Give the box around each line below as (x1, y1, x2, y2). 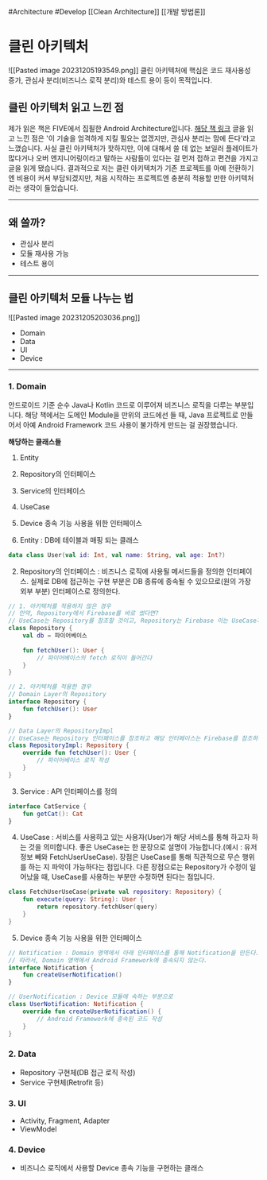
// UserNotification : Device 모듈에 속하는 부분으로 (8, 992, 173, 1001)
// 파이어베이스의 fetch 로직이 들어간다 (37, 654, 153, 662)
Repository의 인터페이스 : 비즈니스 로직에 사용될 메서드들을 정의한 (19, 567, 225, 576)
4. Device (8, 1143, 46, 1155)
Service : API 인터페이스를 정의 (19, 786, 118, 796)
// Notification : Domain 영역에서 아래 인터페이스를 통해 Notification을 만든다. (8, 949, 260, 957)
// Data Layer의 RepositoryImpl (8, 726, 114, 735)
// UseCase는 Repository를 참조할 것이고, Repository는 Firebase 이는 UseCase (8, 617, 257, 625)
